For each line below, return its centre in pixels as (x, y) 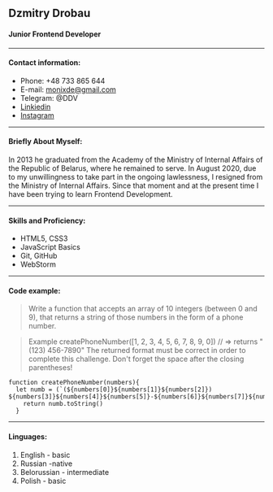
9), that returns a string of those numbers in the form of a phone (136, 317)
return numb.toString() (63, 404)
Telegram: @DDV (49, 98)
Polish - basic (43, 481)
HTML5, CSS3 (44, 238)
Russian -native (46, 464)
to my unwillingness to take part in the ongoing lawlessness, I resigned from (136, 177)
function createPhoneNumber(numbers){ (74, 383)
